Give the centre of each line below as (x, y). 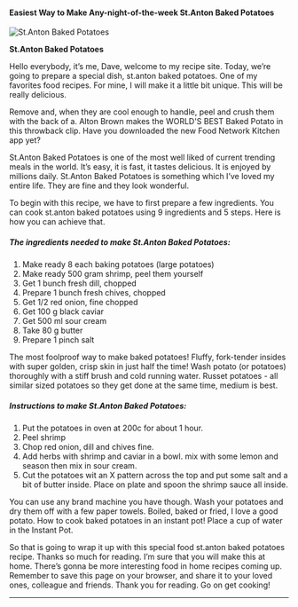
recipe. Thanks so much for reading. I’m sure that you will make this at (137, 557)
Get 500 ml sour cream (64, 321)
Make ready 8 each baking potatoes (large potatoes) (118, 264)
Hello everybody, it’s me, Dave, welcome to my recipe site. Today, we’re (140, 67)
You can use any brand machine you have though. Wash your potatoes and (146, 502)
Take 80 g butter (52, 331)
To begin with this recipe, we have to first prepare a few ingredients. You (142, 203)
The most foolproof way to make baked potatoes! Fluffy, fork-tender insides (148, 357)
